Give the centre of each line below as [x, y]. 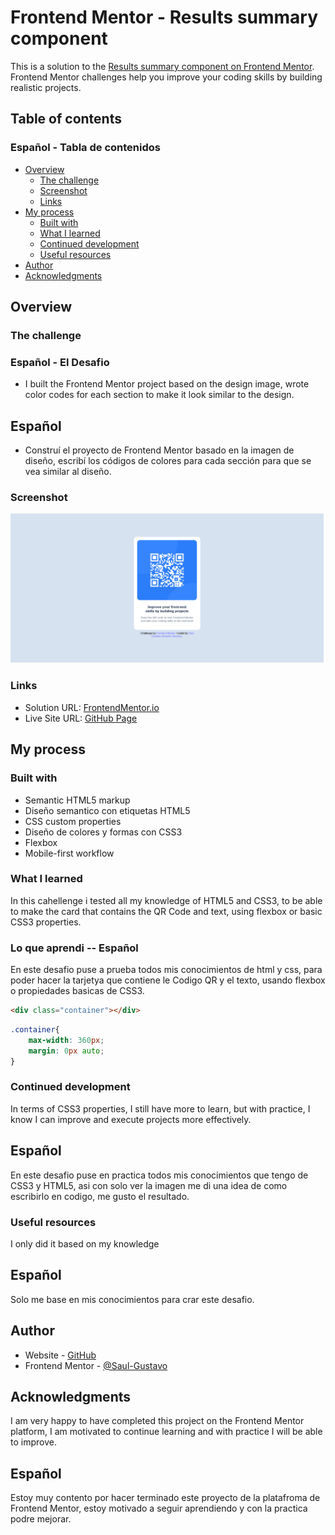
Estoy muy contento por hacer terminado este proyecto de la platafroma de [165, 1498]
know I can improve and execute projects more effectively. [131, 1119]
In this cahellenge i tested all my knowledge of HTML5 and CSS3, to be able [166, 900]
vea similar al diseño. [68, 472]
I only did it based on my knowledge [85, 1243]
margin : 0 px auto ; [66, 1051]
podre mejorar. [41, 1519]
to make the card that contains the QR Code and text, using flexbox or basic [166, 911]
